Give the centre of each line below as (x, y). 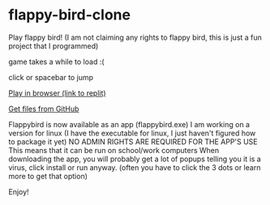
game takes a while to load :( (56, 62)
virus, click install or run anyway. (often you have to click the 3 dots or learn (135, 167)
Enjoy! (19, 191)
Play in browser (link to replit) (58, 93)
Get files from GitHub (44, 109)
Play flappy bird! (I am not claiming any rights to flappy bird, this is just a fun (135, 37)
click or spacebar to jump (51, 77)
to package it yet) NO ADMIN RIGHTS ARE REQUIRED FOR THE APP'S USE (133, 141)
